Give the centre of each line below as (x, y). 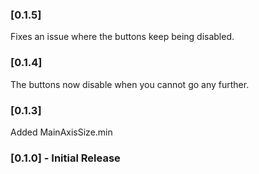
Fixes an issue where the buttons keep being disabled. (122, 37)
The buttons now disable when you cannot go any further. (130, 84)
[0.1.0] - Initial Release (65, 158)
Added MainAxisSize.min (61, 132)
